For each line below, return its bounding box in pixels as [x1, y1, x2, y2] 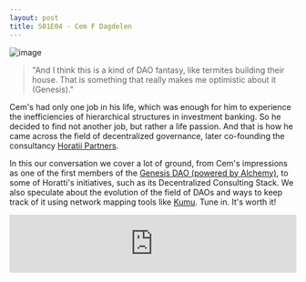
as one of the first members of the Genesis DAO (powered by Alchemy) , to [9, 167, 289, 178]
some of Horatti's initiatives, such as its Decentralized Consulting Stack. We [9, 176, 294, 187]
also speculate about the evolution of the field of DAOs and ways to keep [9, 186, 283, 197]
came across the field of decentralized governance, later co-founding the [9, 130, 285, 141]
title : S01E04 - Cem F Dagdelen [9, 22, 132, 31]
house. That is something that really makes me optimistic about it [31, 74, 276, 85]
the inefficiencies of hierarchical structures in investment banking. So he [9, 111, 281, 122]
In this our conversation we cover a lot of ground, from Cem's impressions [9, 157, 289, 168]
